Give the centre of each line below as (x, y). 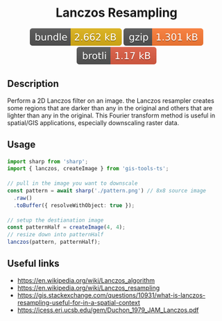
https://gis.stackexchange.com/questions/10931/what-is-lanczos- (111, 295)
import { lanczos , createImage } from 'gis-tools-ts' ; (88, 169)
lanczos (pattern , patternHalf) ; (54, 242)
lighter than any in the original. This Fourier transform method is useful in (111, 115)
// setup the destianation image (55, 220)
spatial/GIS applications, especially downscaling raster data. (93, 122)
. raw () (23, 198)
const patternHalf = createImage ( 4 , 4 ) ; (67, 227)
